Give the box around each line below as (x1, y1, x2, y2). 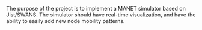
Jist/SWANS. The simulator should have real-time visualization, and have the (6, 11, 196, 18)
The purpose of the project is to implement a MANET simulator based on (6, 5, 186, 12)
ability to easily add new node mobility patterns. (6, 18, 125, 24)
